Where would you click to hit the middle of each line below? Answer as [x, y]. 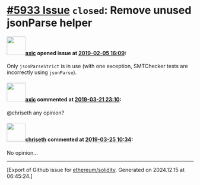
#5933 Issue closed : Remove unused [99, 10]
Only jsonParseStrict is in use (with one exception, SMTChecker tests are [98, 66]
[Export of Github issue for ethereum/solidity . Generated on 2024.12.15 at [96, 170]
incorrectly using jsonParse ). [42, 72]
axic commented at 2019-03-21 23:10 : [73, 99]
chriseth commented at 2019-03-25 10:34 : [79, 139]
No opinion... [22, 152]
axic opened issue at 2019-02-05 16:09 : [76, 53]
